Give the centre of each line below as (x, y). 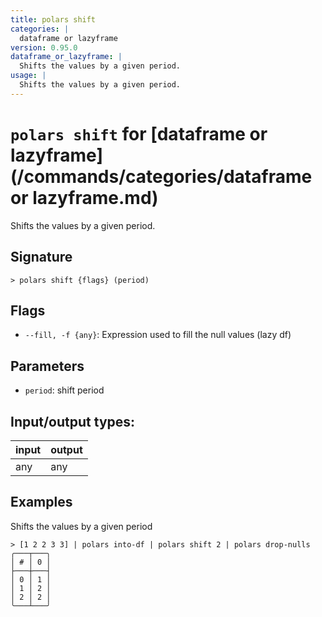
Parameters (47, 366)
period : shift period (64, 390)
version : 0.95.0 (44, 47)
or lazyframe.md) (84, 197)
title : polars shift (53, 19)
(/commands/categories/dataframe (161, 176)
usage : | (28, 76)
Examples (41, 502)
